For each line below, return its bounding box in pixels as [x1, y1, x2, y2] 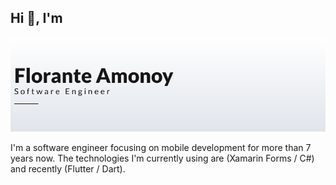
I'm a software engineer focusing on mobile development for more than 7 [10, 142, 312, 153]
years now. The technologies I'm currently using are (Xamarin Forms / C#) [10, 152, 315, 164]
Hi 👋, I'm [10, 10, 63, 27]
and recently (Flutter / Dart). [10, 163, 126, 175]
